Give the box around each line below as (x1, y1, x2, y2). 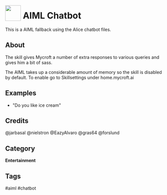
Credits (5, 116, 29, 125)
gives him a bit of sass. (5, 59, 52, 65)
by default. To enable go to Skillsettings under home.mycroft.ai (5, 74, 134, 80)
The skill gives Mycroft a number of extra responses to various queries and (5, 54, 160, 60)
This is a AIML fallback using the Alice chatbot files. (5, 26, 111, 32)
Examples (5, 89, 36, 97)
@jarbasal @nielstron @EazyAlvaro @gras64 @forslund (5, 130, 120, 136)
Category (5, 144, 35, 153)
